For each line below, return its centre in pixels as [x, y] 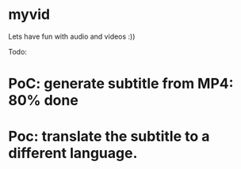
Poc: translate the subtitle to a [109, 137]
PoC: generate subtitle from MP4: [121, 84]
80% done [44, 101]
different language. [73, 154]
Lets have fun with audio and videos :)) [72, 36]
